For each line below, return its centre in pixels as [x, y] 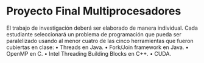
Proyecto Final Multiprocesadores [94, 11]
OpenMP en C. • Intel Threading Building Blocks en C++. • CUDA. [89, 53]
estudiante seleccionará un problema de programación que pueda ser [94, 34]
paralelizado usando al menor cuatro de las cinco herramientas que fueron [100, 41]
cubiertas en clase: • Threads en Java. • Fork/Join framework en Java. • [97, 47]
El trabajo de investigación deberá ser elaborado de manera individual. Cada [102, 28]
